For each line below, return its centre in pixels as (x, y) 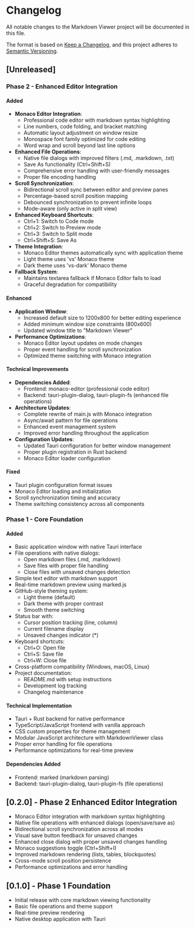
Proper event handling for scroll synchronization (82, 349)
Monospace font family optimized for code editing (85, 139)
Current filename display (54, 629)
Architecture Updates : (43, 407)
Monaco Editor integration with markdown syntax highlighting (89, 817)
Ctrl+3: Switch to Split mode (58, 234)
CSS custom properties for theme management (72, 731)
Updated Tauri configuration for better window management (97, 445)
